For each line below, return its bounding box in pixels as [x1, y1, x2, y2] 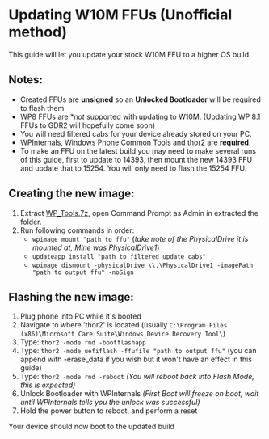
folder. [19, 217, 42, 226]
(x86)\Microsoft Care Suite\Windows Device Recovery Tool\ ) [19, 329, 226, 339]
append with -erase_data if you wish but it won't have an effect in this [19, 354, 253, 365]
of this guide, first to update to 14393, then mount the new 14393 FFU [19, 154, 253, 164]
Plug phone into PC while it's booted [19, 311, 141, 321]
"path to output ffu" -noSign [32, 268, 135, 276]
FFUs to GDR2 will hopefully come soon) [19, 120, 156, 130]
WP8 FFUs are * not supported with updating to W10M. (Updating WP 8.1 [19, 112, 261, 121]
